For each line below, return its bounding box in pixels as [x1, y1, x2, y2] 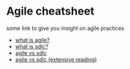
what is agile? [15, 36, 50, 43]
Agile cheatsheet [6, 4, 95, 18]
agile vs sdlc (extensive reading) [15, 56, 97, 63]
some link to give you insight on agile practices [6, 24, 125, 32]
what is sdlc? [15, 43, 49, 50]
